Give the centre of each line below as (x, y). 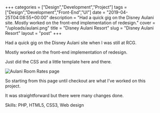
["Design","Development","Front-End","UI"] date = (55, 12)
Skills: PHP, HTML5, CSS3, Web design (45, 105)
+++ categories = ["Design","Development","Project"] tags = (66, 7)
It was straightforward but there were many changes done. (65, 96)
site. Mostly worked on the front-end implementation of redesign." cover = (80, 23)
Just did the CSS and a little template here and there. (58, 62)
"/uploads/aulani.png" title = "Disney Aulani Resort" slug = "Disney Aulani (79, 28)
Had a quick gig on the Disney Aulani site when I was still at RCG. (71, 43)
